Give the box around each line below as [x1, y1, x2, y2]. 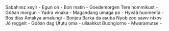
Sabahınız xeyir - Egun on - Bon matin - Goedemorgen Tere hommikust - [5, 4, 158, 10]
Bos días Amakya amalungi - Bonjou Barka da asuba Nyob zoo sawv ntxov [5, 15, 162, 20]
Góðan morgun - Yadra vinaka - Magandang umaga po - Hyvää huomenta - [5, 9, 164, 15]
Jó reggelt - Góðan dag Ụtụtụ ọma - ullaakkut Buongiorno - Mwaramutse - [5, 20, 162, 26]
